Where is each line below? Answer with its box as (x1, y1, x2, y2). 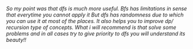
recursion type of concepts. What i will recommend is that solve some (6, 24, 176, 31)
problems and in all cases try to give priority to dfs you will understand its (6, 30, 186, 37)
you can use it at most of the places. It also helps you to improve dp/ (6, 18, 174, 24)
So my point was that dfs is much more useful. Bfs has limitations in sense (6, 5, 187, 12)
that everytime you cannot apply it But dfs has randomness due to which (6, 11, 184, 18)
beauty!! (6, 37, 27, 43)
